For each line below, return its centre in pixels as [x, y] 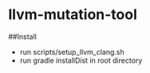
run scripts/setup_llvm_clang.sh [72, 52]
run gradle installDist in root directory [81, 60]
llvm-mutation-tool [73, 15]
